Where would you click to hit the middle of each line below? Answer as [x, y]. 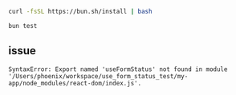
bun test [23, 26]
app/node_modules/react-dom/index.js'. [75, 83]
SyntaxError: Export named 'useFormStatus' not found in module [118, 69]
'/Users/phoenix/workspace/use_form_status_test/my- [98, 76]
